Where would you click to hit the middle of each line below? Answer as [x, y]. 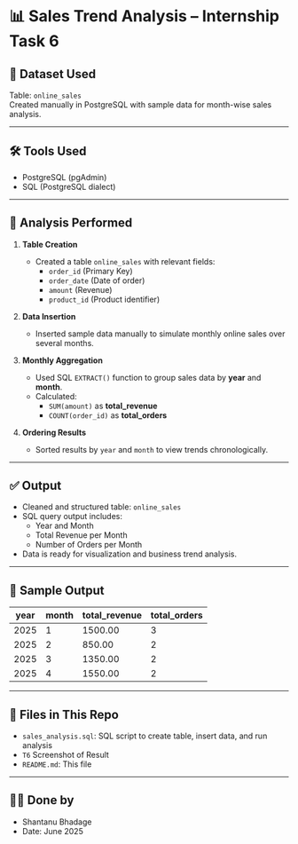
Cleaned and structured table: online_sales [102, 507]
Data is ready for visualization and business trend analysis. [129, 554]
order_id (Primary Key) [90, 271]
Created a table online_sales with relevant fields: [125, 261]
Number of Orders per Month [89, 545]
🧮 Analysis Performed [71, 223]
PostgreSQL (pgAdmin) [64, 177]
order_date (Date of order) [97, 280]
